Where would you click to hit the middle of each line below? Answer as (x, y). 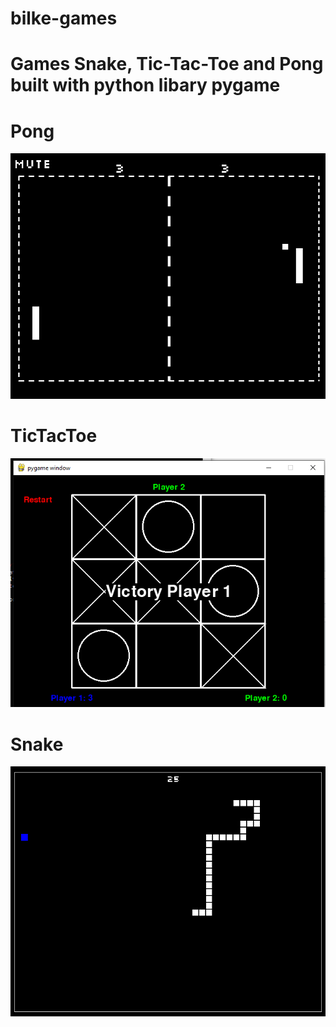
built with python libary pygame (145, 85)
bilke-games (64, 18)
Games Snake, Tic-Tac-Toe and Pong (167, 64)
